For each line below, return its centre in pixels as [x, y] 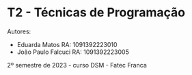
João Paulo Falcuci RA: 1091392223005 [73, 52]
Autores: [19, 31]
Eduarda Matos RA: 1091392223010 [67, 44]
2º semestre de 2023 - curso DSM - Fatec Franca [77, 65]
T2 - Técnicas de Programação [96, 13]
